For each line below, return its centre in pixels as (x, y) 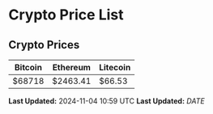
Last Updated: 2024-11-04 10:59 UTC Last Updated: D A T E (106, 101)
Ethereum (72, 68)
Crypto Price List (66, 15)
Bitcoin (28, 68)
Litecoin (115, 68)
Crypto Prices (44, 45)
